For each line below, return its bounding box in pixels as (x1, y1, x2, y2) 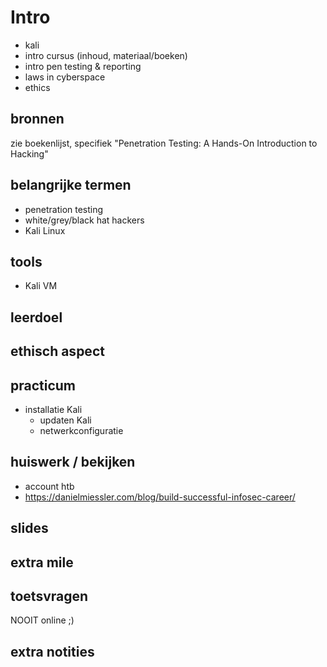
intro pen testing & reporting (24, 60, 142, 72)
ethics (24, 81, 51, 93)
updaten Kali (39, 414, 92, 426)
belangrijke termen (10, 177, 132, 194)
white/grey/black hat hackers (24, 214, 145, 226)
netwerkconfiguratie (39, 424, 124, 436)
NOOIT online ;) (10, 614, 75, 626)
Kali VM (24, 280, 58, 292)
